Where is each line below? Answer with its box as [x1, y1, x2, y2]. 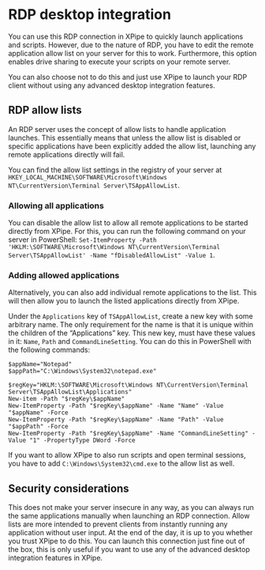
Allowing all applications [8, 200, 104, 211]
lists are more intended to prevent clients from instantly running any [8, 519, 228, 529]
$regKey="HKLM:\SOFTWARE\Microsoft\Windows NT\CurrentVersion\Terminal [8, 381, 248, 389]
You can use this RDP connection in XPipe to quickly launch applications [8, 32, 244, 41]
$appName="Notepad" [8, 360, 73, 368]
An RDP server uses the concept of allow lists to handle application [8, 124, 226, 134]
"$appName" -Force [8, 409, 69, 417]
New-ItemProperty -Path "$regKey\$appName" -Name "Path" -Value [8, 416, 224, 424]
